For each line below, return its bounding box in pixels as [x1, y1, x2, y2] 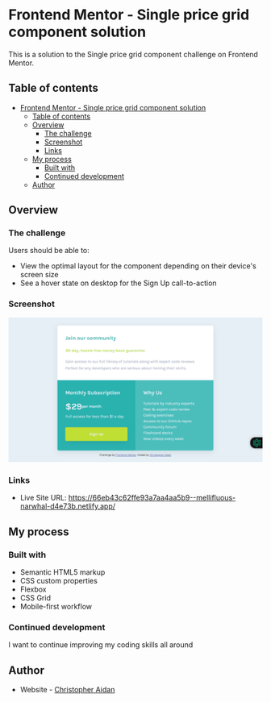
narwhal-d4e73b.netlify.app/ [19, 501, 115, 511]
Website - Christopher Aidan [19, 685, 115, 695]
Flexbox [19, 584, 47, 594]
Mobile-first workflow [19, 602, 93, 612]
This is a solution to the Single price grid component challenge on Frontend [8, 49, 258, 59]
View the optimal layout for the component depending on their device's [19, 261, 256, 271]
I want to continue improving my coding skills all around [8, 640, 194, 650]
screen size [19, 270, 59, 280]
